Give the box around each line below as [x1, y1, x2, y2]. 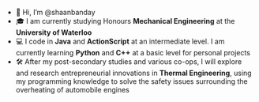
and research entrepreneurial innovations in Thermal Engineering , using [15, 68, 252, 77]
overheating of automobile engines [15, 85, 130, 94]
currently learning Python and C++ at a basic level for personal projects [15, 48, 251, 57]
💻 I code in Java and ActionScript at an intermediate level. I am [15, 36, 225, 46]
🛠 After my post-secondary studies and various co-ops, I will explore [15, 57, 242, 66]
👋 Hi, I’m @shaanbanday [15, 8, 96, 17]
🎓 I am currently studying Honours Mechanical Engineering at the [15, 17, 235, 25]
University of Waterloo [15, 28, 92, 37]
